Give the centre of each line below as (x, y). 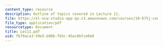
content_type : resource (29, 9)
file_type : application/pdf (33, 23)
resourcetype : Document (29, 27)
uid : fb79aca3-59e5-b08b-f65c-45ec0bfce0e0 (50, 36)
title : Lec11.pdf (23, 32)
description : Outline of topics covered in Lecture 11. (63, 14)
